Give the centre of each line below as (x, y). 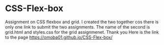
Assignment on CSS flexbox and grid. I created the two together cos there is (82, 22)
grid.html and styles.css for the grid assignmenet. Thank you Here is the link (82, 32)
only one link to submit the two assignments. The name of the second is (78, 27)
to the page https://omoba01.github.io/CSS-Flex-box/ (59, 37)
